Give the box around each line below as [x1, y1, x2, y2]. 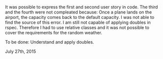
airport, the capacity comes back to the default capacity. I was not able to [5, 15, 155, 20]
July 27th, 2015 [5, 48, 36, 54]
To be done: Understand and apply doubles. [5, 39, 94, 45]
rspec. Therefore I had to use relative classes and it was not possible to [5, 25, 150, 30]
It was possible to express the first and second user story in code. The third [5, 4, 158, 10]
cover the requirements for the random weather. [5, 30, 102, 35]
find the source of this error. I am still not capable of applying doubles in [5, 19, 151, 25]
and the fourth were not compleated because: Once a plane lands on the [5, 9, 152, 15]
